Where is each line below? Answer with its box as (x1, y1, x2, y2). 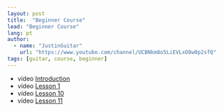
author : (7, 36, 30, 43)
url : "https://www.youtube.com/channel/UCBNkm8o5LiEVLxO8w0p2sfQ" (20, 49, 217, 56)
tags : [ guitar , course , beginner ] (7, 55, 108, 62)
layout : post (7, 10, 45, 17)
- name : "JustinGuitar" (13, 42, 82, 49)
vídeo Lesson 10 (17, 89, 65, 97)
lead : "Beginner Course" (7, 23, 79, 30)
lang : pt (7, 29, 33, 37)
